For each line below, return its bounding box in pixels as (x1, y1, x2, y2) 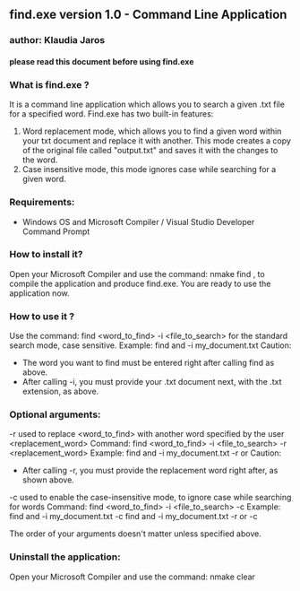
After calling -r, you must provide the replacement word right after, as (21, 465, 279, 476)
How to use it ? (9, 309, 74, 322)
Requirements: (9, 196, 75, 209)
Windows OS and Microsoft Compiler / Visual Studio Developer (21, 216, 255, 227)
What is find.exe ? (9, 78, 90, 91)
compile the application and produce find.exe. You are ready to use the (9, 278, 271, 289)
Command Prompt (21, 226, 90, 237)
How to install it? (9, 248, 83, 261)
